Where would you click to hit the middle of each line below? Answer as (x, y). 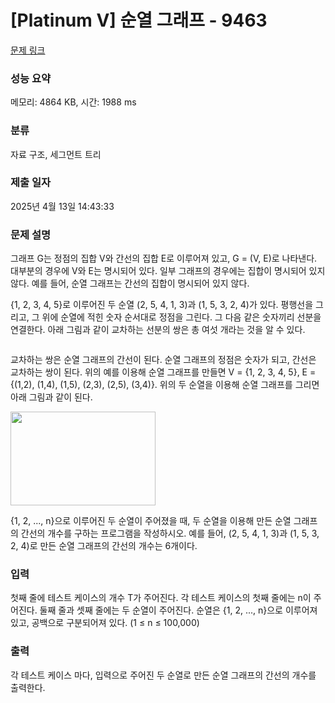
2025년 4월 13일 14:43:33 (62, 206)
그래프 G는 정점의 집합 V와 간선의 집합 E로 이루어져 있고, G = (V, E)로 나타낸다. (164, 258)
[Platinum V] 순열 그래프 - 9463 (139, 20)
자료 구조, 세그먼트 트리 (56, 154)
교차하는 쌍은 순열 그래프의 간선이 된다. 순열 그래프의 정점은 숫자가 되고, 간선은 (163, 360)
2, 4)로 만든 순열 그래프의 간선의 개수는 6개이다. (104, 546)
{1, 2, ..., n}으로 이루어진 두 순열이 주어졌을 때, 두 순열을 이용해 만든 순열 (151, 521)
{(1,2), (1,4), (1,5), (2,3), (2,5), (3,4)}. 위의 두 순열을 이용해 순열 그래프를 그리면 (165, 385)
